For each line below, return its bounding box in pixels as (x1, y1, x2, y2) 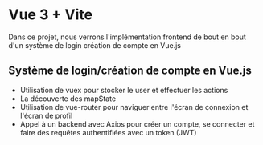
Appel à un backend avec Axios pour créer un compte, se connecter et (19, 119, 255, 129)
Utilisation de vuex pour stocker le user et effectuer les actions (19, 85, 228, 95)
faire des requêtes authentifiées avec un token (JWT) (19, 127, 197, 137)
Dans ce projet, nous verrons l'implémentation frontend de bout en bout (8, 32, 247, 42)
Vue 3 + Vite (8, 6, 93, 24)
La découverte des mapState (19, 94, 117, 103)
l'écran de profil (19, 111, 73, 120)
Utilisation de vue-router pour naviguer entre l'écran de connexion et (19, 102, 249, 111)
